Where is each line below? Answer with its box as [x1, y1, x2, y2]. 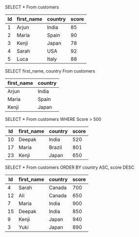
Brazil [49, 144, 62, 151]
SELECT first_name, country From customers [5, 68, 96, 74]
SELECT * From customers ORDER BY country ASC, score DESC [5, 164, 135, 170]
